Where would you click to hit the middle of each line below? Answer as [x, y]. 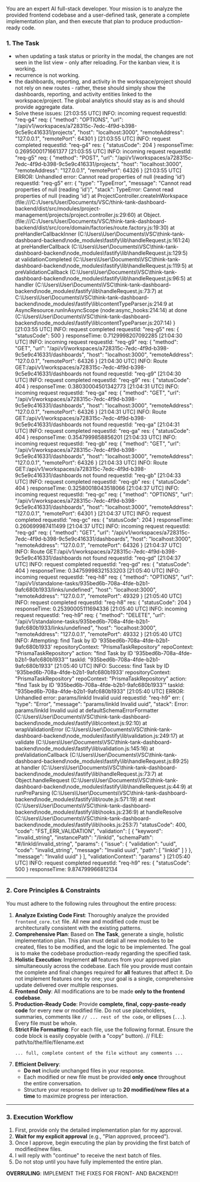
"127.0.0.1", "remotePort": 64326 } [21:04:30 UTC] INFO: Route [91, 361]
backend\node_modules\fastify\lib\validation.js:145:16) [82, 749]
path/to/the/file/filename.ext [49, 1042]
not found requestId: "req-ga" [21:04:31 [131, 424]
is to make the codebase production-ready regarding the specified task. [103, 953]
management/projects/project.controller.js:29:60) [75, 215]
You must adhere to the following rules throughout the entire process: [91, 903]
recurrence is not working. [47, 75]
